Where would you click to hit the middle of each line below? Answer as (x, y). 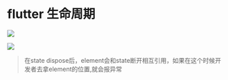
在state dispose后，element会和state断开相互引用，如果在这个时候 (120, 60)
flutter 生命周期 (51, 14)
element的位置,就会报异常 (85, 69)
